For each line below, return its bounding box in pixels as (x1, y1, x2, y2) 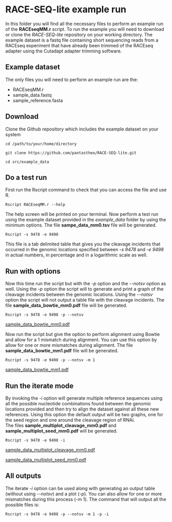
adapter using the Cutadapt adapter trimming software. (5, 48, 122, 54)
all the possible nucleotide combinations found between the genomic (5, 401, 151, 406)
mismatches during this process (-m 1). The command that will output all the (5, 496, 166, 502)
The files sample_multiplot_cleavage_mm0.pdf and (5, 422, 117, 428)
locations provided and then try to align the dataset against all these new (5, 406, 159, 412)
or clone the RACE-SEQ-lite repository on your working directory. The (5, 31, 153, 38)
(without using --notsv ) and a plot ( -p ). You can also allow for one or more (5, 491, 162, 497)
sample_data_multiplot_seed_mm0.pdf (5, 457, 86, 463)
